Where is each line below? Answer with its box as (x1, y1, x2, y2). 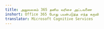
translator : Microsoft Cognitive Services (5, 16, 93, 21)
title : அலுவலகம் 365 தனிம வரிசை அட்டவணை (5, 7, 92, 12)
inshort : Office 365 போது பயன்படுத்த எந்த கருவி (5, 12, 99, 17)
